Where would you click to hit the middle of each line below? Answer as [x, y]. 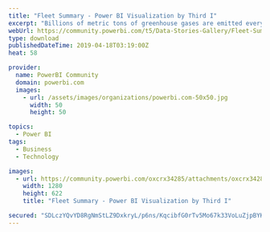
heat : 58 [23, 53]
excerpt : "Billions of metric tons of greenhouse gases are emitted [125, 23]
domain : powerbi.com [50, 82]
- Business [34, 149]
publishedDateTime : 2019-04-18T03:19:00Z [79, 46]
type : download [34, 38]
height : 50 [48, 112]
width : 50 [46, 105]
